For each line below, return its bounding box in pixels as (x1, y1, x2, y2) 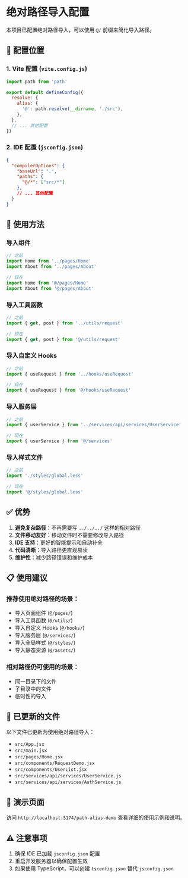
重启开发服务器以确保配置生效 (14, 858, 88, 865)
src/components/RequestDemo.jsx (14, 760, 95, 767)
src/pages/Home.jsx (14, 754, 63, 760)
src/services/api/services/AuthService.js (14, 779, 122, 786)
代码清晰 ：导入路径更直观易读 (14, 546, 88, 554)
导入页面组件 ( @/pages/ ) (14, 610, 73, 617)
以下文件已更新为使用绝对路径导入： (6, 729, 95, 736)
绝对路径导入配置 (6, 5, 90, 19)
